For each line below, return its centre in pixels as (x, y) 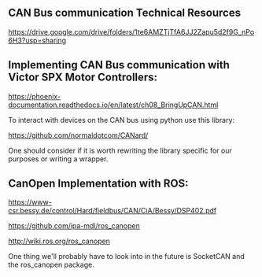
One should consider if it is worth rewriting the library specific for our (120, 150)
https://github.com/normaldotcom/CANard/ (78, 135)
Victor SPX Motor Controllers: (83, 78)
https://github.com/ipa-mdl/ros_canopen (74, 226)
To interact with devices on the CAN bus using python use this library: (121, 120)
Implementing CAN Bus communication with (119, 65)
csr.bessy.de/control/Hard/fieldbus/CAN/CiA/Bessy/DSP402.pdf (113, 211)
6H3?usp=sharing (37, 40)
